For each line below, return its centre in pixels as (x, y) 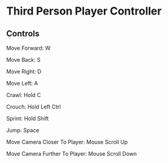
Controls (23, 34)
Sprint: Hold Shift (27, 118)
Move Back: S (24, 60)
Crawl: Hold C (24, 95)
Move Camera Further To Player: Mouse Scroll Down (72, 154)
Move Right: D (24, 72)
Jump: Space (23, 130)
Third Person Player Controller (84, 11)
